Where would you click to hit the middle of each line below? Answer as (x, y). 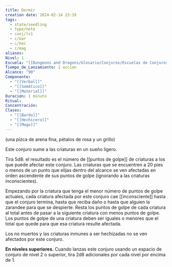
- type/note (23, 29)
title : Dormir (20, 10)
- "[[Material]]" (28, 91)
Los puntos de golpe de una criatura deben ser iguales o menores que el (82, 218)
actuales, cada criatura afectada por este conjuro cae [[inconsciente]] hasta (85, 196)
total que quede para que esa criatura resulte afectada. (63, 223)
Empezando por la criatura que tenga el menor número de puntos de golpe (84, 191)
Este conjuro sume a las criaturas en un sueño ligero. (61, 149)
